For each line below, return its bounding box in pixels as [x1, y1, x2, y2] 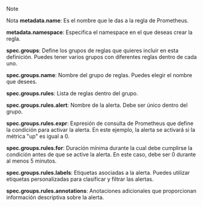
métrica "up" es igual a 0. [6, 133, 70, 140]
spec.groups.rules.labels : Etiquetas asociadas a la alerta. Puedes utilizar [6, 169, 190, 176]
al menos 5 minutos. [6, 157, 57, 165]
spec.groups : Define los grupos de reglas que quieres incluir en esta [6, 47, 179, 54]
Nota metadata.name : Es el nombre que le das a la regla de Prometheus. [6, 17, 189, 24]
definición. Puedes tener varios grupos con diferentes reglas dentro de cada [6, 53, 197, 60]
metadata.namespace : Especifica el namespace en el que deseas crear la [6, 29, 193, 36]
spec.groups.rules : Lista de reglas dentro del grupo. [6, 90, 138, 97]
